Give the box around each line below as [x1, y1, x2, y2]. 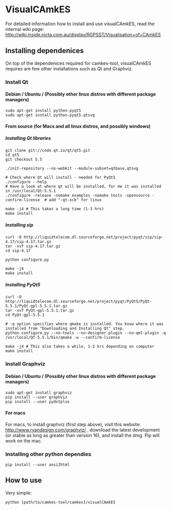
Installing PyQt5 [5, 282, 40, 287]
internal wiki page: [5, 26, 45, 32]
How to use [5, 476, 42, 485]
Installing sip [5, 222, 34, 228]
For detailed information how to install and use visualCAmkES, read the [5, 21, 155, 27]
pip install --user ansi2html [5, 462, 70, 467]
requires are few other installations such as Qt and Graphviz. [5, 65, 133, 71]
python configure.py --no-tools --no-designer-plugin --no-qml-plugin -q [5, 331, 166, 336]
